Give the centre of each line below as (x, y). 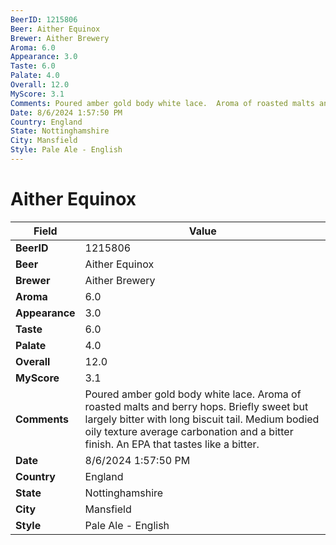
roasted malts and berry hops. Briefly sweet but (196, 406)
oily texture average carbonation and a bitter (189, 431)
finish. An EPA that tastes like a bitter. (172, 444)
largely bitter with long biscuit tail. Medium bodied (202, 419)
